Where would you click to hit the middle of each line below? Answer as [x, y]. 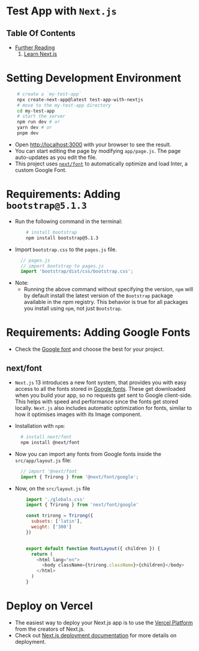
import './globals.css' [55, 499]
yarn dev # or [34, 128]
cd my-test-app [36, 111]
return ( [42, 554]
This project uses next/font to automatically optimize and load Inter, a [101, 164]
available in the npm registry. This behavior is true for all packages [106, 302]
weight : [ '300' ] [51, 527]
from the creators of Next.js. [50, 629]
